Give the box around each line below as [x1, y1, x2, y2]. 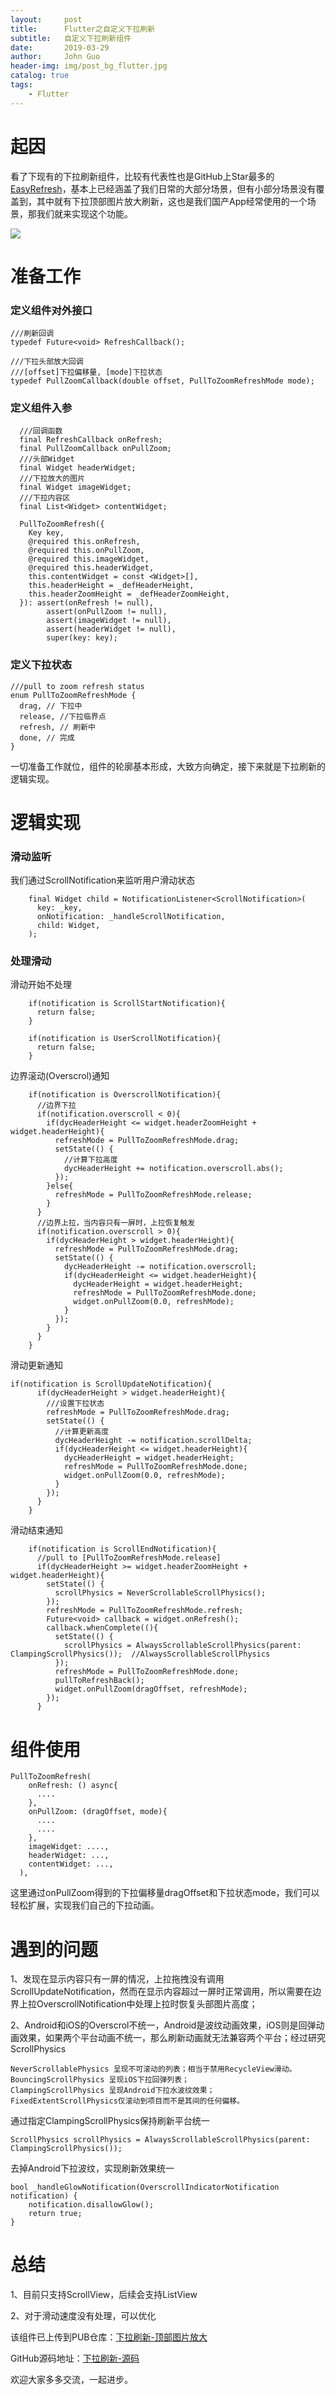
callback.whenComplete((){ [46, 1623, 159, 1633]
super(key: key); [46, 633, 118, 643]
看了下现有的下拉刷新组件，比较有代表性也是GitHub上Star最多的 [10, 170, 275, 182]
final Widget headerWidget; [19, 463, 137, 473]
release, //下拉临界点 [19, 711, 107, 721]
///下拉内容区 [19, 493, 71, 503]
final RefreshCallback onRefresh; [19, 435, 163, 445]
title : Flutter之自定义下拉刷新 [10, 24, 156, 34]
